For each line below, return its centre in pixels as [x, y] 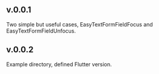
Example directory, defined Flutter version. [59, 64]
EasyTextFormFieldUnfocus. [41, 31]
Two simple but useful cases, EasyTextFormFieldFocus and [80, 24]
